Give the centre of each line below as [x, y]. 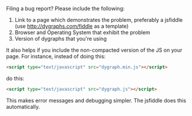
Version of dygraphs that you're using [61, 39]
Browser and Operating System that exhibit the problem [82, 32]
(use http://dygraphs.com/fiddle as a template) [71, 26]
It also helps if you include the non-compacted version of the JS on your [94, 50]
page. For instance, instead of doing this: [56, 56]
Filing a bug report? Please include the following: [66, 9]
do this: [15, 78]
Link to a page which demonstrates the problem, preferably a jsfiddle [99, 20]
